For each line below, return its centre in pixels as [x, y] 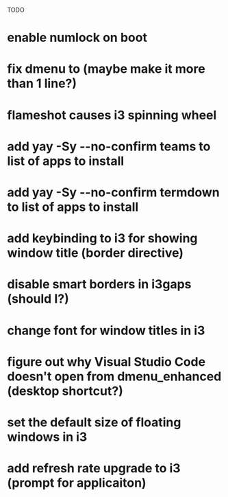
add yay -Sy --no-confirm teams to [109, 146]
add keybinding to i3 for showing [102, 239]
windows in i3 [47, 437]
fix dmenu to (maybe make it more [106, 69]
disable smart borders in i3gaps [99, 285]
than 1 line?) [42, 83]
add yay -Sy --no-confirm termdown [114, 192]
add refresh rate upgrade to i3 [94, 469]
